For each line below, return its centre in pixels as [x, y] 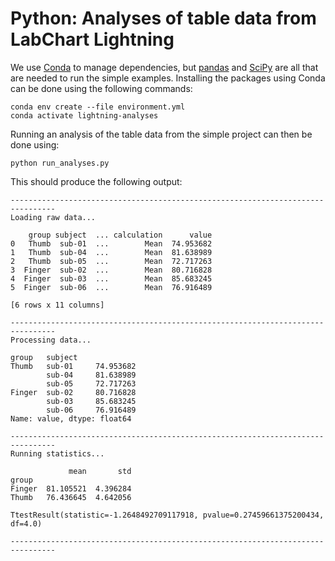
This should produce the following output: [96, 181]
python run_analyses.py [60, 163]
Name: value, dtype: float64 [71, 418]
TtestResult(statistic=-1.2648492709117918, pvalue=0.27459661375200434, [167, 515]
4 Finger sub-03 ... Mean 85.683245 [111, 278]
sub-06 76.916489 [91, 410]
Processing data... [51, 340]
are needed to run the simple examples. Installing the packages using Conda [168, 78]
